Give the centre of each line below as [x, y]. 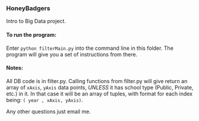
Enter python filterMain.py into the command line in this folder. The [90, 48]
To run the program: [31, 34]
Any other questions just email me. [48, 112]
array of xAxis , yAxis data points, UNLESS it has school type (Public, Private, [100, 87]
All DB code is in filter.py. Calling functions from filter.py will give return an [97, 81]
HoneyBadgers [28, 8]
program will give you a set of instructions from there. [72, 54]
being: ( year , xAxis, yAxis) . [45, 100]
